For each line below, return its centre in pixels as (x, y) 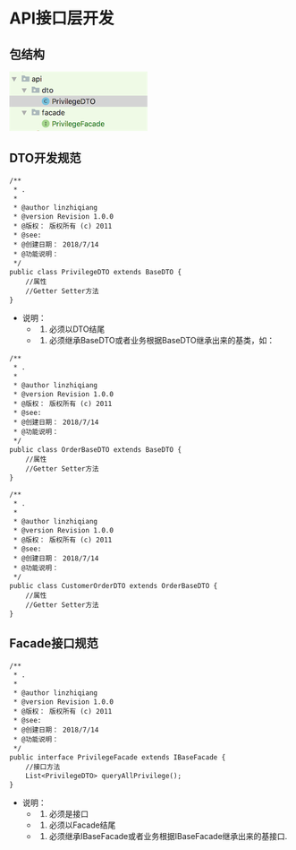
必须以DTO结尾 (77, 329)
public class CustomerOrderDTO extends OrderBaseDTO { (114, 585)
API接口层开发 (62, 18)
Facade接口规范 (54, 643)
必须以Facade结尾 (82, 825)
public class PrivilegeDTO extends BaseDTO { (95, 272)
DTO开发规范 (46, 158)
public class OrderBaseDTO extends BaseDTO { (95, 449)
